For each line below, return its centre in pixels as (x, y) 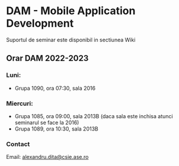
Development (40, 23)
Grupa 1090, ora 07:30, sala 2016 (55, 88)
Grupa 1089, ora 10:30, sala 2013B (57, 129)
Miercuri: (20, 103)
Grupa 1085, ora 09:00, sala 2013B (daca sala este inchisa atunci (94, 116)
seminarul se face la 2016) (47, 122)
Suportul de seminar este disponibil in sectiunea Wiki (71, 40)
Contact (18, 144)
